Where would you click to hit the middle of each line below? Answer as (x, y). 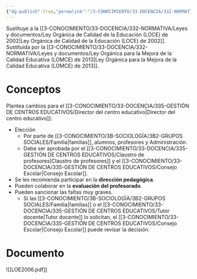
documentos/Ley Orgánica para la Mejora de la (115, 53)
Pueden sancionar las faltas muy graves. (64, 192)
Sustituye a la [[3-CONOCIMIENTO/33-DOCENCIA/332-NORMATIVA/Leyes (97, 28)
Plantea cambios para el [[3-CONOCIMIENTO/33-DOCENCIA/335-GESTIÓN (98, 106)
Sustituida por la (26, 47)
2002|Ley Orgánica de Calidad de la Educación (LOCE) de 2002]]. (86, 41)
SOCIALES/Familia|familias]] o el (62, 204)
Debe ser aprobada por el (54, 148)
